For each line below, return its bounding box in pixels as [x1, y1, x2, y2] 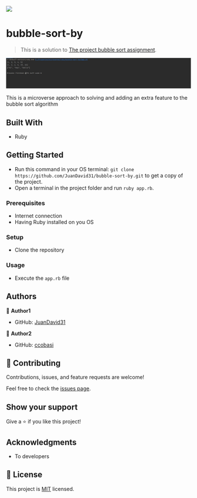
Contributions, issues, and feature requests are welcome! [6, 374, 145, 381]
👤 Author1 [6, 307, 31, 314]
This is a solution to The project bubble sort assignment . [20, 46, 157, 53]
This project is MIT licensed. [6, 485, 74, 492]
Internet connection [14, 212, 63, 219]
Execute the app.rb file [14, 275, 70, 282]
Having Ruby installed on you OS [14, 219, 94, 226]
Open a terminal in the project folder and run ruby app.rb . [14, 184, 154, 191]
